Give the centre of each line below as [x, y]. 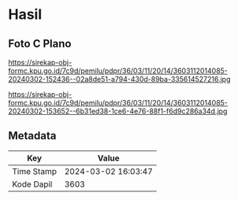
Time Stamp [35, 171]
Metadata [32, 136]
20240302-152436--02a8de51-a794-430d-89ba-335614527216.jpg [119, 79]
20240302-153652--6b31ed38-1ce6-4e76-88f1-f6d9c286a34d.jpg [118, 111]
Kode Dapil [32, 184]
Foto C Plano [40, 44]
